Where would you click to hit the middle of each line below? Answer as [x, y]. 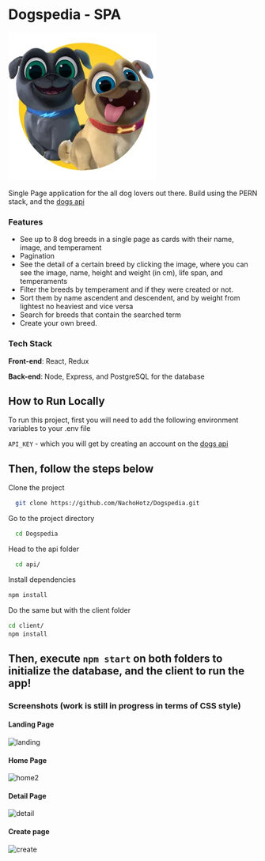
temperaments [44, 281]
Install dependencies [42, 580]
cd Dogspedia [37, 534]
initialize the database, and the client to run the [127, 671]
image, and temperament [61, 247]
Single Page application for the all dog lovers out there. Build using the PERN [133, 193]
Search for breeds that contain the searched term [100, 315]
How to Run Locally [57, 401]
